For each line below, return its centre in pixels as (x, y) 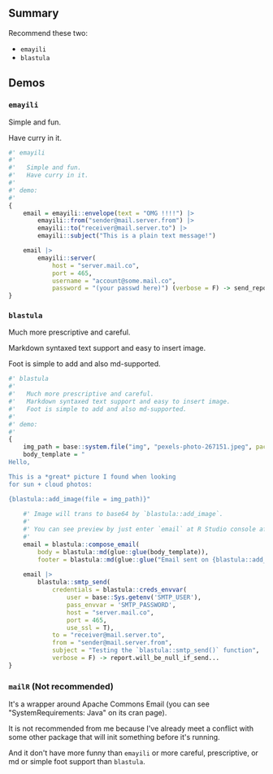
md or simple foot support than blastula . (77, 762)
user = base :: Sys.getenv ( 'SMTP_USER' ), (134, 597)
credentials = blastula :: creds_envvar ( (119, 590)
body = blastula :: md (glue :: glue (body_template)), (123, 552)
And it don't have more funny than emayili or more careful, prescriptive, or (133, 753)
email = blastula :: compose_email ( (81, 544)
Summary (34, 13)
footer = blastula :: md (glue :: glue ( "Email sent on (123, 560)
